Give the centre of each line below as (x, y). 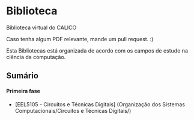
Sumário (23, 76)
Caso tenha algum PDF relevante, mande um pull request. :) (80, 39)
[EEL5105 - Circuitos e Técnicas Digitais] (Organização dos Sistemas (100, 104)
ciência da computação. (36, 57)
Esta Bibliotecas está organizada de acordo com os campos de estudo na (97, 50)
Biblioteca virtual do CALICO (41, 27)
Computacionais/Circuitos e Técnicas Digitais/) (73, 110)
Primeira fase (23, 91)
